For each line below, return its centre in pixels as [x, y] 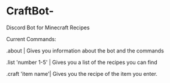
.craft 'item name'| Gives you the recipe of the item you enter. [82, 73]
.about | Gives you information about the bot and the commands [85, 50]
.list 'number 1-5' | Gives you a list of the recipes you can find [82, 62]
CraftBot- [30, 11]
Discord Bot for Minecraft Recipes [48, 27]
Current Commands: [31, 39]
